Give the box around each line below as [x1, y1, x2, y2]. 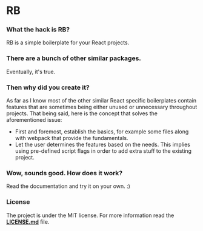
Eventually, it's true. [6, 68, 56, 75]
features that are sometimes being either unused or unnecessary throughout [6, 104, 198, 111]
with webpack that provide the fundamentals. [15, 135, 128, 142]
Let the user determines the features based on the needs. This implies [15, 141, 191, 149]
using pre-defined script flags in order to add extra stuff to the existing [15, 147, 192, 155]
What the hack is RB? [6, 25, 70, 34]
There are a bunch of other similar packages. [6, 54, 141, 62]
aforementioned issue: [6, 116, 62, 124]
